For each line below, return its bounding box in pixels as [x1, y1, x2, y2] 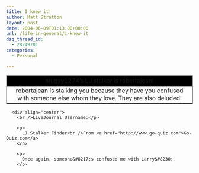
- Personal [11, 53, 38, 59]
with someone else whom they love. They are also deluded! [17, 94, 182, 102]
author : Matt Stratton [6, 14, 62, 20]
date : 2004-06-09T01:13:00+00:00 [6, 25, 89, 31]
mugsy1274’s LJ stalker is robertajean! [45, 76, 154, 85]
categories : [6, 47, 36, 53]
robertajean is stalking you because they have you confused [15, 86, 184, 95]
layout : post [6, 20, 38, 25]
